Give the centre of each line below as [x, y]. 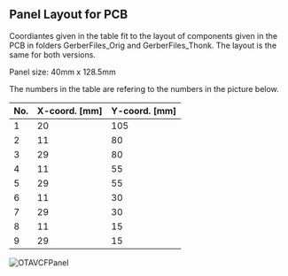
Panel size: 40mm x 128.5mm [63, 72]
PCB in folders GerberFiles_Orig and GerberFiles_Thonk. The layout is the [143, 45]
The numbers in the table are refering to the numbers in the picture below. [144, 88]
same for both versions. [52, 54]
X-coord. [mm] [70, 111]
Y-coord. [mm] [144, 111]
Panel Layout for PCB [69, 15]
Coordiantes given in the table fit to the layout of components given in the [143, 35]
